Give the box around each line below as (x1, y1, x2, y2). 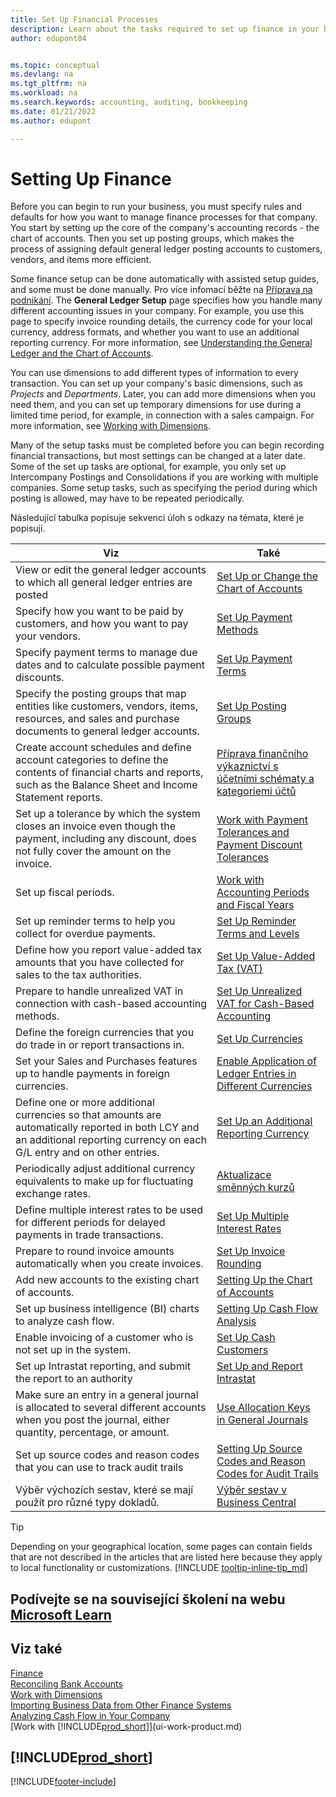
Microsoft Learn (10, 1606, 112, 1623)
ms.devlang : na (10, 69, 74, 80)
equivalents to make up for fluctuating (15, 1174, 194, 1188)
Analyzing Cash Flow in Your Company (10, 1709, 171, 1721)
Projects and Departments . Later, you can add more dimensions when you (10, 388, 316, 400)
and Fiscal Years (216, 898, 295, 912)
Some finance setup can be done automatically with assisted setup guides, (10, 273, 320, 285)
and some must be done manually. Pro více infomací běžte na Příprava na (10, 284, 313, 296)
